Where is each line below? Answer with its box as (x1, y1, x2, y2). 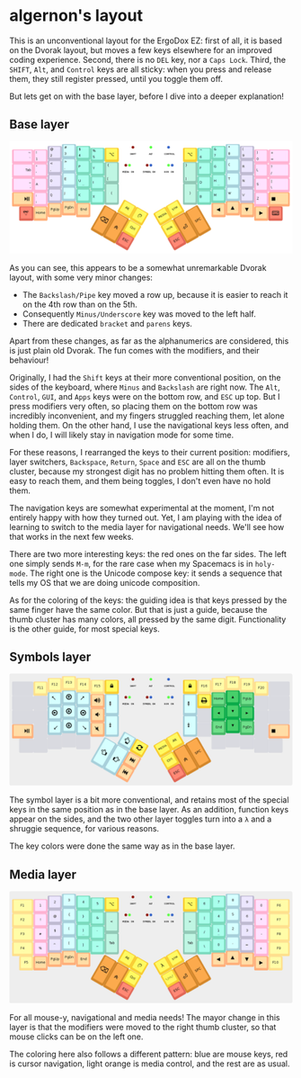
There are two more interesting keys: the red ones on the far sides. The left (9, 548, 288, 559)
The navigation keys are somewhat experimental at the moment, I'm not (9, 502, 275, 513)
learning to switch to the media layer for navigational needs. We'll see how (9, 521, 285, 532)
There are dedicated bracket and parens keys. (22, 318, 193, 328)
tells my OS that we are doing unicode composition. (9, 577, 200, 588)
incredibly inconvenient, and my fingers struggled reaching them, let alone (9, 410, 285, 421)
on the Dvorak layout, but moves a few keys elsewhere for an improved (9, 44, 272, 55)
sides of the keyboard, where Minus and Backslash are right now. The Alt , (9, 382, 280, 392)
